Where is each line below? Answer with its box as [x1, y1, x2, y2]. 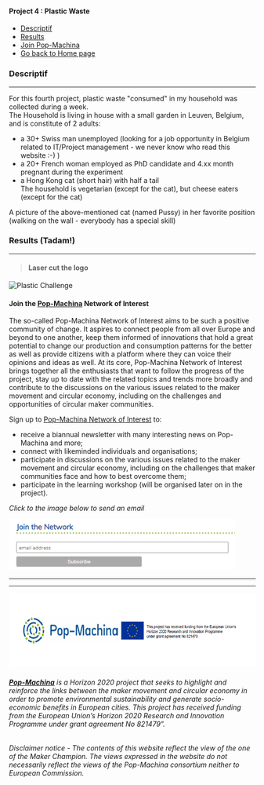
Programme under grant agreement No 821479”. [9, 719, 165, 728]
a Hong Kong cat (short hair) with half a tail [20, 175, 160, 184]
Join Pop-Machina [20, 40, 81, 50]
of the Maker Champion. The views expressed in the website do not [9, 752, 228, 761]
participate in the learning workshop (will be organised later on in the [20, 480, 243, 490]
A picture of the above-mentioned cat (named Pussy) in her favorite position [9, 207, 255, 217]
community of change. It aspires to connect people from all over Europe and [9, 324, 255, 334]
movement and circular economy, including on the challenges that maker [20, 463, 255, 473]
